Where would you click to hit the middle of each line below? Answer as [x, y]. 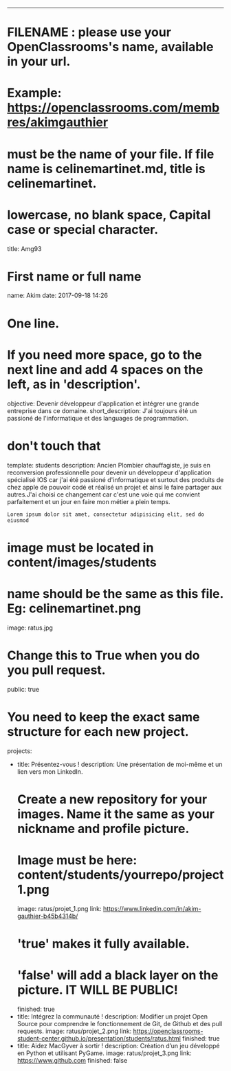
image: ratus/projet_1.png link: [59, 908]
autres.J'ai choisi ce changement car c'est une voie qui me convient [104, 494]
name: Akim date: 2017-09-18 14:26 [58, 296]
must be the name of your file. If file [111, 154]
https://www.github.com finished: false [72, 1060]
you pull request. [56, 670]
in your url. [39, 62]
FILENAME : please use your [89, 32]
